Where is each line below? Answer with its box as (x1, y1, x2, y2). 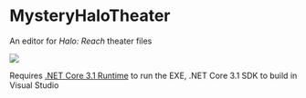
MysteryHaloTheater (9, 5, 171, 26)
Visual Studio (9, 79, 59, 91)
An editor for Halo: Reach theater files (9, 35, 153, 46)
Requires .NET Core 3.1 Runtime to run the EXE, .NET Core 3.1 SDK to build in (9, 70, 298, 81)
